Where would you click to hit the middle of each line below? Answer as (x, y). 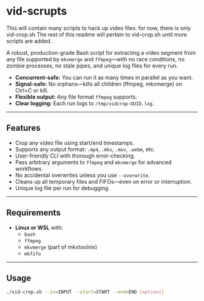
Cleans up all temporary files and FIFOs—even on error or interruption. (104, 181)
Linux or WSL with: (39, 227)
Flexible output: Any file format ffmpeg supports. (76, 97)
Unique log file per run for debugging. (63, 188)
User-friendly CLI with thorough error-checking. (75, 156)
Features (23, 128)
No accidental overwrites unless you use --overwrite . (82, 175)
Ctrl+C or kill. (32, 90)
